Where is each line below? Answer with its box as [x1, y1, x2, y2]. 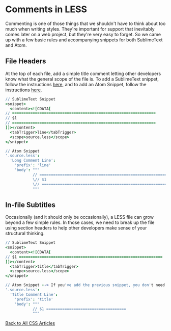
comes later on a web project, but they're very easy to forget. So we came [5, 31, 161, 37]
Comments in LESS [5, 4, 88, 15]
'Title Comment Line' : [10, 292, 58, 297]
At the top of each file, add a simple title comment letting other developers [5, 70, 161, 77]
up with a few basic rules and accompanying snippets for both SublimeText [5, 37, 163, 43]
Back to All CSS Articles [5, 320, 55, 326]
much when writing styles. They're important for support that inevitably [5, 26, 155, 32]
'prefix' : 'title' [14, 297, 53, 302]
